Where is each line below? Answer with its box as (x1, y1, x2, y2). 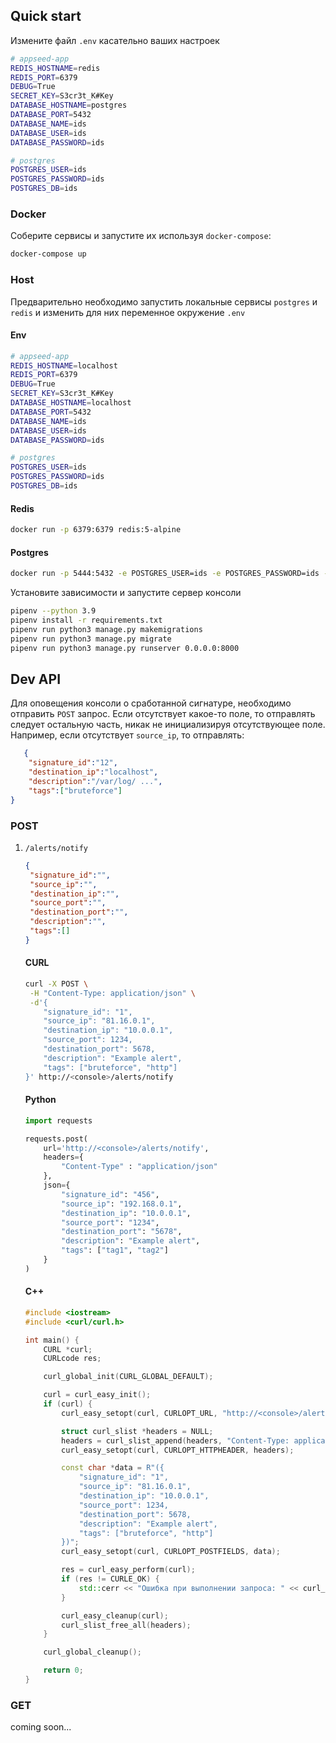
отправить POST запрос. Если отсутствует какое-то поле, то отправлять (10, 708, 316, 720)
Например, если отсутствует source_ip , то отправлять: (10, 729, 245, 741)
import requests (24, 1115, 93, 1126)
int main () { (24, 1335, 80, 1345)
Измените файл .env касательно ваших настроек (10, 34, 220, 46)
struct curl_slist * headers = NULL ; (61, 1426, 214, 1436)
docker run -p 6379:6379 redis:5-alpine (10, 525, 182, 535)
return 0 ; (43, 1665, 84, 1676)
